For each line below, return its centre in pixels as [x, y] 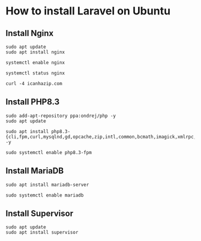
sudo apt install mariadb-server [47, 185]
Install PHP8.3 [33, 102]
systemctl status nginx [35, 73]
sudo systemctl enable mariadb [45, 195]
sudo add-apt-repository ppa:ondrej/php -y [61, 116]
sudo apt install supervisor [42, 233]
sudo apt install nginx [35, 52]
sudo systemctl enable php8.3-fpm [49, 152]
